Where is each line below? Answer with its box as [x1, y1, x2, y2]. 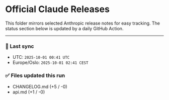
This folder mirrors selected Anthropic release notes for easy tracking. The [5, 20, 160, 26]
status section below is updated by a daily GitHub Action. [5, 25, 124, 31]
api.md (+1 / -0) [12, 89, 45, 95]
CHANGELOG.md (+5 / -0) [12, 83, 67, 89]
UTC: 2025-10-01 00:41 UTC [12, 54, 70, 60]
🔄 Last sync [5, 43, 34, 50]
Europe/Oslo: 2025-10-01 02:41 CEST [12, 59, 89, 66]
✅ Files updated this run [5, 72, 65, 79]
